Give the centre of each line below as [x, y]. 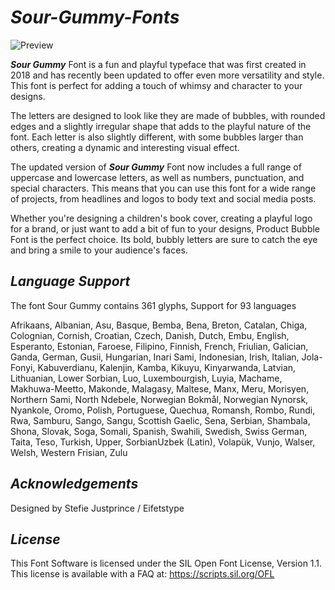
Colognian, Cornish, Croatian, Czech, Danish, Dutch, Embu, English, [150, 335]
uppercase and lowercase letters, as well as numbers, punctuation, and [157, 177]
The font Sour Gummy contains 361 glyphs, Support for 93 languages [153, 305]
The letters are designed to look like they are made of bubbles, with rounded [168, 115]
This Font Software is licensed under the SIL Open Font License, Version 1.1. [166, 563]
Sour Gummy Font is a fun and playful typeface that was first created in [158, 64]
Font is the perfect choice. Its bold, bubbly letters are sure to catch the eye [164, 239]
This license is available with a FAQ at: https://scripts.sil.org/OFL [142, 574]
